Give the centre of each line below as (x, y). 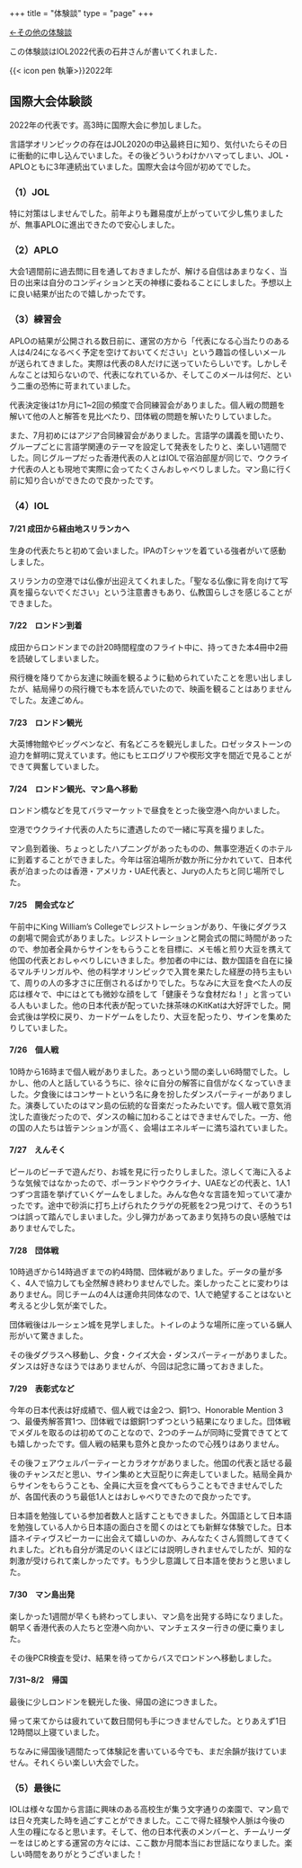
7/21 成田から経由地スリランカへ (70, 529)
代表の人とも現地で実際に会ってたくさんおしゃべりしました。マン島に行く (155, 469)
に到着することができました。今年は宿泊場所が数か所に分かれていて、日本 (147, 860)
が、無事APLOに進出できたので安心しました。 (94, 225)
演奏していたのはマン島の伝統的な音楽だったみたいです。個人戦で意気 (154, 1105)
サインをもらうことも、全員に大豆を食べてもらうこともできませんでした (150, 1486)
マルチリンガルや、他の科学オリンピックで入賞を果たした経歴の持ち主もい (154, 971)
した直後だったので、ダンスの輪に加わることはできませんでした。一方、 (151, 1116)
